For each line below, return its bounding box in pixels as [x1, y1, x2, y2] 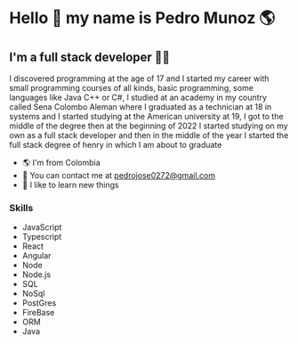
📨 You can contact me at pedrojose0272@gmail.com [21, 170, 216, 180]
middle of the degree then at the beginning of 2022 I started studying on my [9, 120, 288, 131]
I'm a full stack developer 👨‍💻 [9, 49, 171, 64]
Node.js [21, 269, 52, 280]
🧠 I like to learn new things [21, 180, 119, 190]
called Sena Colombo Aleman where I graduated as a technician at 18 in [9, 102, 272, 112]
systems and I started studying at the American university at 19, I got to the [9, 111, 284, 121]
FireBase [21, 307, 55, 318]
